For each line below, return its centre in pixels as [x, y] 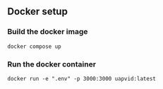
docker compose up [34, 46]
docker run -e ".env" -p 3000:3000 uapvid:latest [82, 78]
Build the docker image [48, 32]
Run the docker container [52, 64]
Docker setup [38, 12]
